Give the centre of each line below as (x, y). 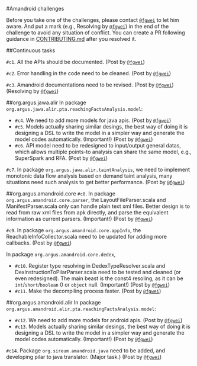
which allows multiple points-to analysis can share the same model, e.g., (103, 152)
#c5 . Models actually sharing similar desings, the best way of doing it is (101, 126)
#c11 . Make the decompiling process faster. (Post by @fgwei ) (88, 291)
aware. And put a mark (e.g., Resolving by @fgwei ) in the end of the (88, 26)
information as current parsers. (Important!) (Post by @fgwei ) (80, 219)
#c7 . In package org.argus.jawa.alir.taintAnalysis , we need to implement (98, 169)
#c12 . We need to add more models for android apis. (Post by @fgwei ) (98, 320)
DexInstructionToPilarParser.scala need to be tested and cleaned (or (98, 272)
